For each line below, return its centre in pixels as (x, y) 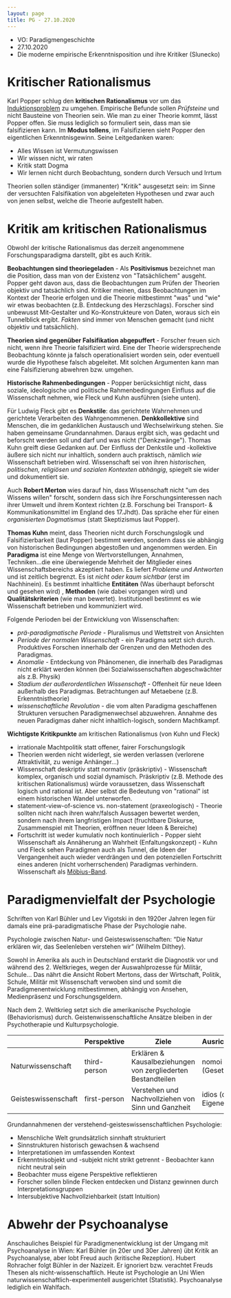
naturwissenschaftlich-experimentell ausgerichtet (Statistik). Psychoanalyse (115, 1280)
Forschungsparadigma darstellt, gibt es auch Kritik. (79, 255)
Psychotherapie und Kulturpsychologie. (63, 1024)
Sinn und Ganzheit (161, 1108)
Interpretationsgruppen (50, 1189)
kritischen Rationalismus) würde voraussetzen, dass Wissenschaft (111, 784)
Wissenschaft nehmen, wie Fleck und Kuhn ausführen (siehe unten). (104, 398)
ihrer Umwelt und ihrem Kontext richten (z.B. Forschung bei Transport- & (110, 505)
